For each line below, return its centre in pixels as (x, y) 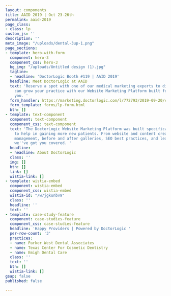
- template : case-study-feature (39, 214)
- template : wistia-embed (33, 181)
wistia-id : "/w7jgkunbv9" (37, 195)
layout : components (26, 10)
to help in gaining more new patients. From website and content (85, 133)
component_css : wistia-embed (41, 191)
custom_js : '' (20, 34)
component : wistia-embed (36, 186)
